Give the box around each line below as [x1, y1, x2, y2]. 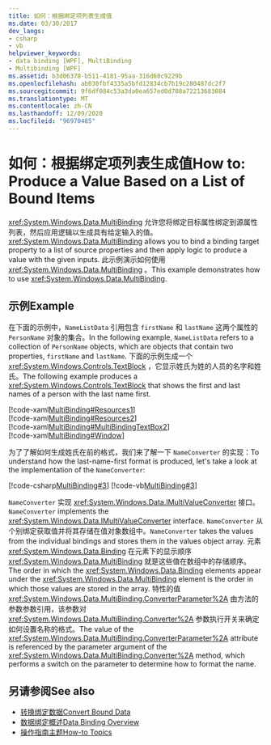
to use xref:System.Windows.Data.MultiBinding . [8, 273, 167, 283]
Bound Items [8, 189, 95, 208]
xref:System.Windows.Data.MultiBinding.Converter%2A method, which [8, 650, 245, 660]
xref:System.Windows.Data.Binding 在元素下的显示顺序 [8, 546, 193, 556]
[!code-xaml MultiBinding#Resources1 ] [8, 404, 136, 414]
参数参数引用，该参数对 [8, 603, 87, 613]
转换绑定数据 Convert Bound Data [19, 707, 131, 717]
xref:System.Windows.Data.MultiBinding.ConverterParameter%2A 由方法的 [8, 594, 259, 603]
